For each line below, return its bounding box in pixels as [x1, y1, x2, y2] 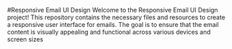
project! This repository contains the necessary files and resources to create [7, 13, 226, 21]
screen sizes [7, 35, 44, 43]
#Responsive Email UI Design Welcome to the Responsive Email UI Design [7, 6, 218, 14]
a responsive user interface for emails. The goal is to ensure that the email [7, 21, 220, 28]
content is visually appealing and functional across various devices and [7, 28, 211, 36]
